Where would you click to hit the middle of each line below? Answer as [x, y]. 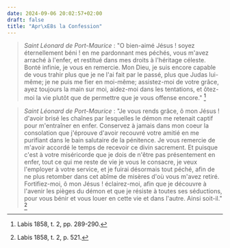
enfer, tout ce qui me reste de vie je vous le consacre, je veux [110, 162]
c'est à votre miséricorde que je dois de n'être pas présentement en [119, 155]
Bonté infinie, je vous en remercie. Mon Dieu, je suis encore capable [120, 67]
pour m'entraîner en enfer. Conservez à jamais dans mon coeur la [116, 126]
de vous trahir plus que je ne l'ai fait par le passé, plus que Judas [115, 75]
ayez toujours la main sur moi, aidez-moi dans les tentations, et [113, 89]
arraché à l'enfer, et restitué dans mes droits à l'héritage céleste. [115, 60]
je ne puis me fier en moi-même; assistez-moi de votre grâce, [132, 82]
